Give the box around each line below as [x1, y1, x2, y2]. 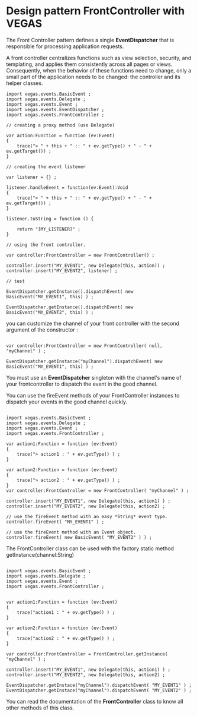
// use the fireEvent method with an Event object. [6, 529, 136, 535]
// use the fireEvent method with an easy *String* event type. [6, 513, 168, 519]
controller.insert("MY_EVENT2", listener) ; [6, 267, 118, 274]
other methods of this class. [6, 704, 75, 711]
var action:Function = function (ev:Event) [6, 133, 115, 138]
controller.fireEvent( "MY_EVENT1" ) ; [6, 519, 105, 525]
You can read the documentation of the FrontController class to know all [6, 698, 183, 705]
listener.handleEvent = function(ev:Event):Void [6, 184, 128, 191]
